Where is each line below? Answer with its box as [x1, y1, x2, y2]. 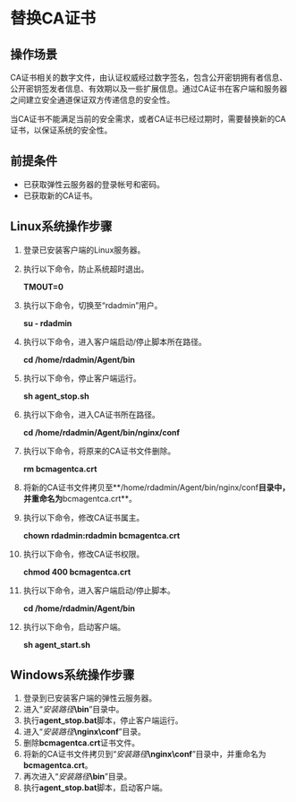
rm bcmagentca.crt [22, 463, 97, 474]
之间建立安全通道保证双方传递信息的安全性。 [10, 95, 175, 105]
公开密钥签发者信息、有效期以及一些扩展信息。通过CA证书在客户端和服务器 [10, 83, 288, 94]
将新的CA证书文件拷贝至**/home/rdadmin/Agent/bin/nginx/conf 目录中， [22, 481, 290, 493]
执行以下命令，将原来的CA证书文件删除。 [22, 445, 176, 456]
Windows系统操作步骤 [10, 668, 135, 683]
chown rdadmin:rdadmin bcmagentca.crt [22, 530, 181, 540]
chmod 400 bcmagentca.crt [22, 566, 131, 577]
